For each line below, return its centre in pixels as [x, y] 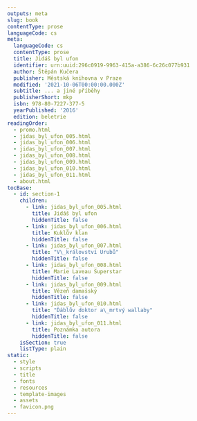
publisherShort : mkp [43, 98]
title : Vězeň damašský [65, 291]
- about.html [32, 181]
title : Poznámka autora [66, 329]
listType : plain [43, 349]
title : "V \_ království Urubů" [75, 252]
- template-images [40, 394]
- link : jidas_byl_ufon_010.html [74, 304]
